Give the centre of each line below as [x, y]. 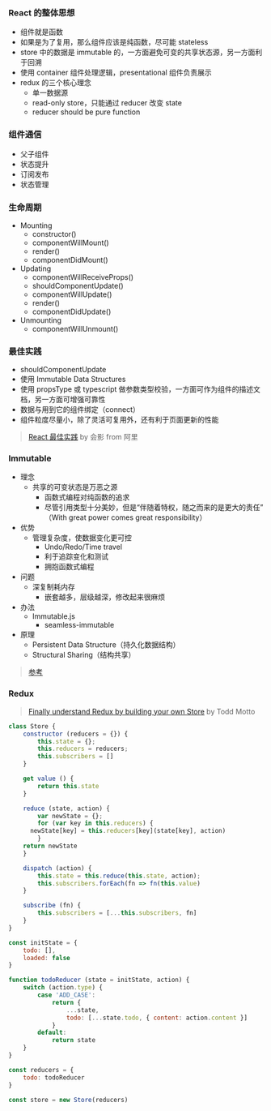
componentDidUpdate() [72, 311]
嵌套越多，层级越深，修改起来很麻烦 [105, 597]
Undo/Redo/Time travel [83, 547]
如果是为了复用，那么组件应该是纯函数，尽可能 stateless [114, 42]
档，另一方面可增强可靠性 [63, 400]
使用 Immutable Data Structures [73, 380]
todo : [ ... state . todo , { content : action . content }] [157, 1018]
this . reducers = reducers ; [83, 749]
